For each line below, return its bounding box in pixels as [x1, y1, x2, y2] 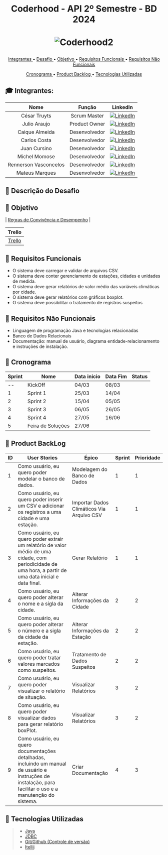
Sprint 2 [27, 398, 46, 405]
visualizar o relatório [17, 687, 65, 694]
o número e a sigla [17, 627, 61, 634]
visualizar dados [17, 714, 56, 721]
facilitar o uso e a [17, 785, 58, 792]
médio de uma [17, 548, 51, 555]
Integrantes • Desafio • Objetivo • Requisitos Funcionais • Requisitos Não [8, 56, 160, 62]
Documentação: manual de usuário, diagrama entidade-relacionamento [12, 338, 160, 344]
